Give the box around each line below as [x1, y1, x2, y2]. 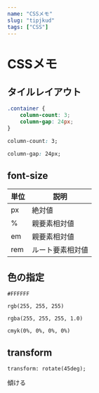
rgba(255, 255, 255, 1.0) [7, 315, 83, 323]
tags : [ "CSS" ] [7, 23, 49, 30]
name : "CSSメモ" [7, 10, 53, 18]
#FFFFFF [7, 290, 30, 298]
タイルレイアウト [7, 86, 81, 98]
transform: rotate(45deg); [7, 366, 86, 373]
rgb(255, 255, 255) [7, 303, 65, 310]
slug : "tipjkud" [7, 17, 55, 24]
